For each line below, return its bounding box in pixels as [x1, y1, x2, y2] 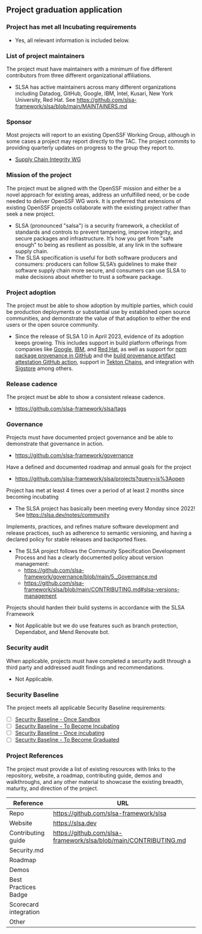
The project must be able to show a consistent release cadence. [6, 393, 165, 401]
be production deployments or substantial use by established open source [6, 308, 191, 315]
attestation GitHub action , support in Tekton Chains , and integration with [14, 358, 194, 365]
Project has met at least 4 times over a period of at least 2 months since [6, 487, 185, 494]
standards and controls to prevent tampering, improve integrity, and [14, 228, 183, 236]
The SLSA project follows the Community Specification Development [14, 548, 185, 555]
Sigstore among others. [14, 365, 73, 372]
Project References [6, 751, 64, 760]
